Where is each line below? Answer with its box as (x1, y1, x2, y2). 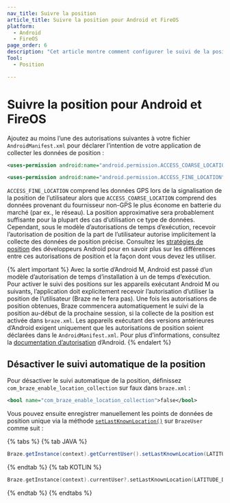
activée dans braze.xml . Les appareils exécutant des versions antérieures (7, 316, 214, 325)
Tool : (7, 55, 23, 62)
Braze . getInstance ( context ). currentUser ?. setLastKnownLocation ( (7, 476, 194, 483)
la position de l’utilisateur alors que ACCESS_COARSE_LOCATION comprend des (7, 194, 217, 202)
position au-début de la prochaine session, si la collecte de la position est (7, 309, 214, 318)
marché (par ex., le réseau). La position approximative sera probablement (7, 209, 214, 217)
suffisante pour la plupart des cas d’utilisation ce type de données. (7, 215, 195, 224)
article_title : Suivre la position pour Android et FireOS (7, 16, 179, 23)
